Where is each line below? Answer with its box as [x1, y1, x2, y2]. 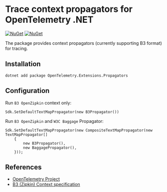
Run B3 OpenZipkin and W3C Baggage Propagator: [5, 118, 104, 124]
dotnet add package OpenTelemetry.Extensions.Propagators [5, 73, 128, 78]
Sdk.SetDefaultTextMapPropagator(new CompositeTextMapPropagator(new [5, 128, 153, 133]
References [5, 163, 42, 171]
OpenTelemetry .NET [5, 14, 94, 25]
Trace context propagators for [5, 3, 133, 15]
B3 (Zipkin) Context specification [12, 182, 81, 188]
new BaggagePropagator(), [23, 145, 77, 150]
